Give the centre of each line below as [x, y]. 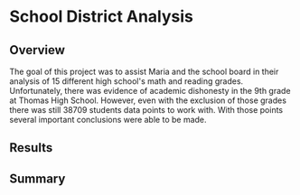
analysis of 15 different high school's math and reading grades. [127, 81]
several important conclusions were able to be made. [108, 120]
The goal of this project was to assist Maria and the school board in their [144, 71]
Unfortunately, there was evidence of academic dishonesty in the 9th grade [150, 91]
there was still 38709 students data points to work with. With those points [146, 110]
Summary [37, 178]
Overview [37, 50]
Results [31, 148]
